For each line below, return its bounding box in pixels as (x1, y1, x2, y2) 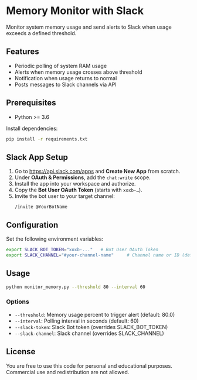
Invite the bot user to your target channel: (14, 193, 116, 200)
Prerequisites (6, 98, 56, 108)
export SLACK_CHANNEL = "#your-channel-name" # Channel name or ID (6, 252, 180, 258)
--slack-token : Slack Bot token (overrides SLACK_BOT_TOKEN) (14, 323, 168, 330)
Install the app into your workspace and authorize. (14, 180, 136, 187)
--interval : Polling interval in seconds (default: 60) (14, 317, 139, 324)
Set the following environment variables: (6, 235, 104, 242)
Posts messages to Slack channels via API (14, 81, 117, 88)
